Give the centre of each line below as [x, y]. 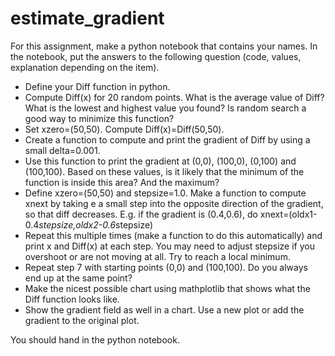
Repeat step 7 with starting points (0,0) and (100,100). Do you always [166, 267]
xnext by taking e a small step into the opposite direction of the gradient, [174, 203]
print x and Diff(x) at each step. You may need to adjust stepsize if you [169, 246]
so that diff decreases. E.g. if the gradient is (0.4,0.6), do [141, 214]
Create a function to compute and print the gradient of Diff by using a [167, 139]
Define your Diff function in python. [97, 86]
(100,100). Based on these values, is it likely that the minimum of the [164, 171]
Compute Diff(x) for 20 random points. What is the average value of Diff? [174, 97]
